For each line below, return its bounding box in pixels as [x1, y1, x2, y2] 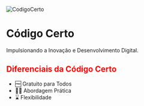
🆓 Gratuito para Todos [14, 80, 72, 87]
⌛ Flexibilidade [14, 93, 52, 101]
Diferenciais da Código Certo [6, 64, 117, 75]
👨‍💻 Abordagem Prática [14, 87, 72, 94]
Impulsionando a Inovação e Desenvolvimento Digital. [6, 46, 139, 54]
